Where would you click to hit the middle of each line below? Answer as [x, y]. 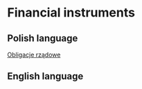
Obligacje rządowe [34, 55]
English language [45, 76]
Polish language [43, 38]
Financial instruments [71, 13]
